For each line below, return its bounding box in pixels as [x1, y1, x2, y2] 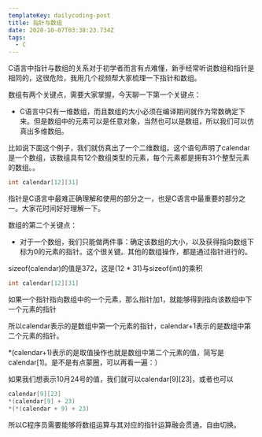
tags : [8, 33, 26, 42]
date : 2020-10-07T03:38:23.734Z [8, 26, 114, 34]
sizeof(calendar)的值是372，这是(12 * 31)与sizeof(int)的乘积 [8, 264, 203, 272]
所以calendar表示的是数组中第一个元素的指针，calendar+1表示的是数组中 [8, 320, 245, 331]
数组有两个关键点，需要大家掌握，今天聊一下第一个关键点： [8, 90, 201, 99]
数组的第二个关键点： [8, 220, 77, 229]
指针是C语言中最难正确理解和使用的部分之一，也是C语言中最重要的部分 [8, 194, 239, 203]
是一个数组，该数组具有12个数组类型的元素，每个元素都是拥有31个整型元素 [8, 153, 250, 162]
